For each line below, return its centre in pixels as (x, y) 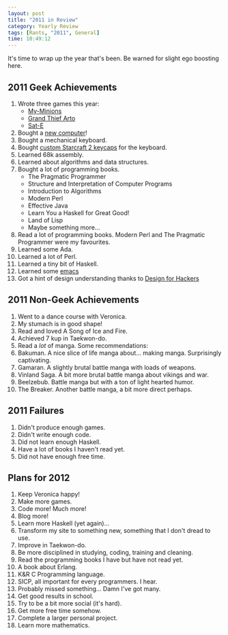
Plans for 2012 (39, 478)
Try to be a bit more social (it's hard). (70, 603)
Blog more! (33, 516)
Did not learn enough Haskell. (59, 442)
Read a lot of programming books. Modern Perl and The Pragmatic (111, 234)
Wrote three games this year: (58, 103)
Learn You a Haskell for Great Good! (79, 212)
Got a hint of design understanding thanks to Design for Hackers (109, 278)
